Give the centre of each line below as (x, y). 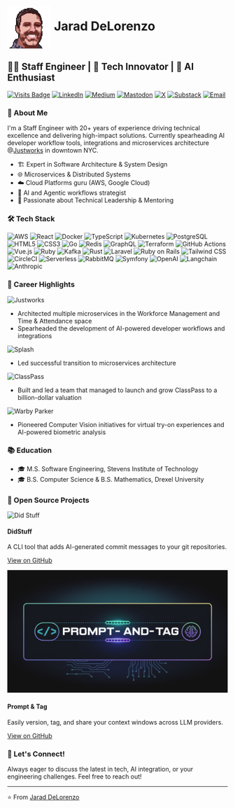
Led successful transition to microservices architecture (97, 363)
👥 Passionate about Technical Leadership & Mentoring (95, 200)
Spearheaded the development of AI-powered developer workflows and (121, 328)
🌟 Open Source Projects (48, 500)
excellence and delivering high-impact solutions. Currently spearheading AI (116, 135)
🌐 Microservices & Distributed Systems (74, 174)
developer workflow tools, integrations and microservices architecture (108, 143)
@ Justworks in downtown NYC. (53, 150)
